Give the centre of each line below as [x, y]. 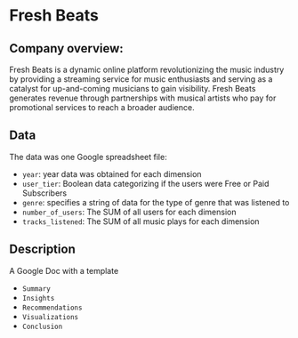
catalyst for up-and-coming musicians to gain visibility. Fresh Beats [133, 89]
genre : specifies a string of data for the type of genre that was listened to [156, 202]
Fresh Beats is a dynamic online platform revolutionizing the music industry [147, 69]
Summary [36, 289]
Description [42, 249]
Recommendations [52, 308]
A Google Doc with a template [64, 270]
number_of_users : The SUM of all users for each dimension [129, 212]
